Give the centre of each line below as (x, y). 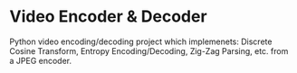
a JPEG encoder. (41, 60)
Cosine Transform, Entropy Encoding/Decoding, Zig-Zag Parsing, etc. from (149, 50)
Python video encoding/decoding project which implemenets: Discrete (141, 41)
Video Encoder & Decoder (108, 17)
